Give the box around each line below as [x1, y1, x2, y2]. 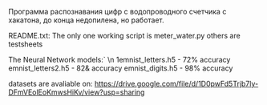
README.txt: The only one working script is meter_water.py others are [8, 31, 241, 40]
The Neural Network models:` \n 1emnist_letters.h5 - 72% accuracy [8, 55, 231, 64]
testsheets [8, 39, 43, 49]
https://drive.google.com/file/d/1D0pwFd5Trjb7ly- [94, 79, 259, 88]
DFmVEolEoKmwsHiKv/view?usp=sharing [8, 87, 145, 97]
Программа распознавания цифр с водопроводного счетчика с [8, 7, 227, 16]
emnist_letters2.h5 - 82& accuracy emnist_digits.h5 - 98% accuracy [8, 63, 233, 73]
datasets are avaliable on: [8, 79, 93, 88]
